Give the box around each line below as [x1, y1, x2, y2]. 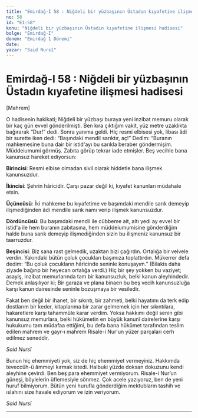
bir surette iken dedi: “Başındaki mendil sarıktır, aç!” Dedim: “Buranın [6, 134, 172, 141]
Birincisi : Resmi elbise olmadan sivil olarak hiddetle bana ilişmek [6, 164, 163, 171]
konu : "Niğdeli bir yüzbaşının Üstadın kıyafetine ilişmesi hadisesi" [6, 25, 183, 31]
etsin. [6, 188, 19, 195]
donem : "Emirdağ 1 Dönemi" [6, 36, 72, 42]
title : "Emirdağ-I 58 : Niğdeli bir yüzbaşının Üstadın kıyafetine [6, 8, 176, 15]
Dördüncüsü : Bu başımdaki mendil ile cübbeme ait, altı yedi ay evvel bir [6, 217, 180, 224]
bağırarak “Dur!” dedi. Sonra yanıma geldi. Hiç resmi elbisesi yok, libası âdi [6, 128, 187, 135]
